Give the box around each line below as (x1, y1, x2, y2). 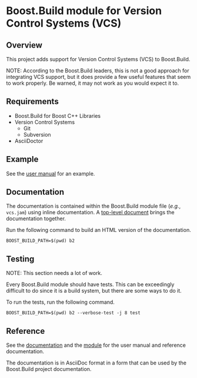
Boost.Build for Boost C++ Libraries (14, 112, 101, 119)
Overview (6, 40, 43, 50)
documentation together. (6, 215, 66, 222)
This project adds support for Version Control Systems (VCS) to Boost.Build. (6, 56, 191, 62)
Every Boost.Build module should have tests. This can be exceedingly (6, 281, 175, 288)
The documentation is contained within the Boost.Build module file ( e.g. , (6, 203, 181, 210)
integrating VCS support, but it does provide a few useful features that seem (6, 74, 191, 80)
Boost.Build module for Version (6, 4, 162, 18)
